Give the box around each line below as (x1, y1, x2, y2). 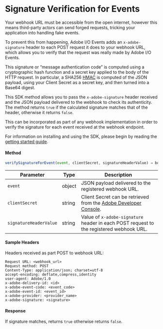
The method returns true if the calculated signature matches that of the (5, 104, 148, 110)
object (62, 183, 77, 190)
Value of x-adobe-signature (81, 214, 144, 220)
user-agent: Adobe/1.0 (5, 277, 51, 281)
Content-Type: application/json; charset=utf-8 (5, 268, 103, 273)
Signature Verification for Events (5, 3, 140, 15)
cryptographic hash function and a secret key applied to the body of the (5, 69, 149, 75)
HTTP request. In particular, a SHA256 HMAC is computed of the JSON (5, 74, 147, 80)
